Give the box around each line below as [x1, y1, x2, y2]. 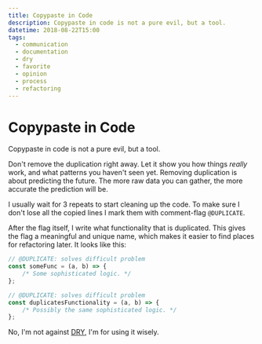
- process [15, 77, 47, 85]
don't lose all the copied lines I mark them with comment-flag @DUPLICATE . [8, 208, 246, 218]
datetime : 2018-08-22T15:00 [8, 26, 100, 34]
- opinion [15, 70, 47, 78]
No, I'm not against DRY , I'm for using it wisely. [8, 328, 159, 337]
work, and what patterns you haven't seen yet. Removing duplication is [8, 168, 238, 177]
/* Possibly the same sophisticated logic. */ [22, 306, 177, 314]
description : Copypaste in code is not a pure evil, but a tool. [8, 19, 226, 27]
